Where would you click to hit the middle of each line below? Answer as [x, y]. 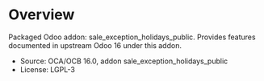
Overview [42, 15]
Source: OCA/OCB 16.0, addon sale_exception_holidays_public [124, 61]
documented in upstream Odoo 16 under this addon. [95, 45]
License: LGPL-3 [47, 69]
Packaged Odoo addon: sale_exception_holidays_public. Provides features [132, 37]
